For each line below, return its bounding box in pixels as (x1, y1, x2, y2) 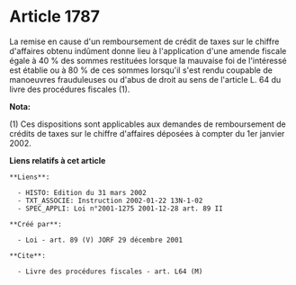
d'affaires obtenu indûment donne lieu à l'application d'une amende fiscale (9, 45, 287, 56)
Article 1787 (9, 6, 101, 27)
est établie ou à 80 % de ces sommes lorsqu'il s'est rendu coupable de (9, 65, 273, 76)
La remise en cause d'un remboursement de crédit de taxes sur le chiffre (9, 36, 280, 47)
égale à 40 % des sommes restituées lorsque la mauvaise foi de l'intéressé (9, 55, 288, 66)
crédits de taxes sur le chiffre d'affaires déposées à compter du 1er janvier (9, 128, 285, 138)
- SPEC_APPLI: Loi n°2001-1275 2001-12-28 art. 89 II (17, 204, 223, 213)
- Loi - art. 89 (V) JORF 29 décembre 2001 (17, 236, 183, 245)
